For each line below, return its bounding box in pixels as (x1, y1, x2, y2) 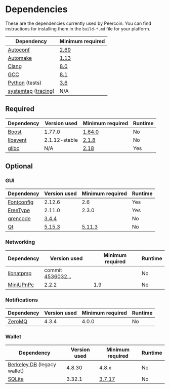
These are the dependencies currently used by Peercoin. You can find (5, 20, 151, 26)
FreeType (8, 207, 30, 214)
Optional (5, 162, 33, 171)
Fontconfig (8, 199, 34, 206)
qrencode (8, 215, 31, 222)
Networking (5, 239, 35, 246)
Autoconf (8, 46, 30, 53)
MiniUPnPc (8, 281, 34, 288)
